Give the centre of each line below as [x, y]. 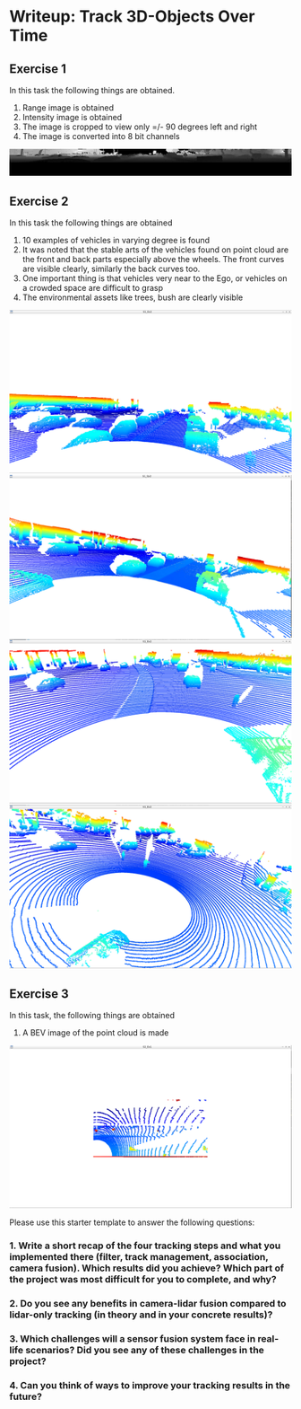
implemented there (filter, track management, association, [139, 1256]
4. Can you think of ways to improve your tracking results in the [150, 1385]
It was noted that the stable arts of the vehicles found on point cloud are [155, 250]
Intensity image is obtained [72, 117]
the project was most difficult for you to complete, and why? [143, 1279]
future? [26, 1396]
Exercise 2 [39, 201]
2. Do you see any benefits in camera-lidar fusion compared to [148, 1303]
